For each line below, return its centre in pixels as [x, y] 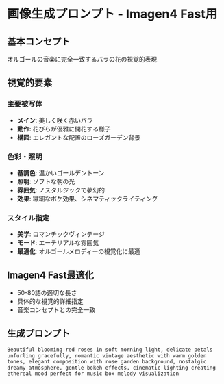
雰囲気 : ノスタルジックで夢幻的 [61, 190]
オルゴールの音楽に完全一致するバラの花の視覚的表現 [82, 59]
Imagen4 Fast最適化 [50, 275]
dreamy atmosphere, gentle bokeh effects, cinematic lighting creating [111, 368]
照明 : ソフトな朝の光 [46, 181]
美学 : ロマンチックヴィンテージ [61, 234]
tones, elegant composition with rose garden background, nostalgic [107, 361]
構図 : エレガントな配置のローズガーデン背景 [79, 137]
